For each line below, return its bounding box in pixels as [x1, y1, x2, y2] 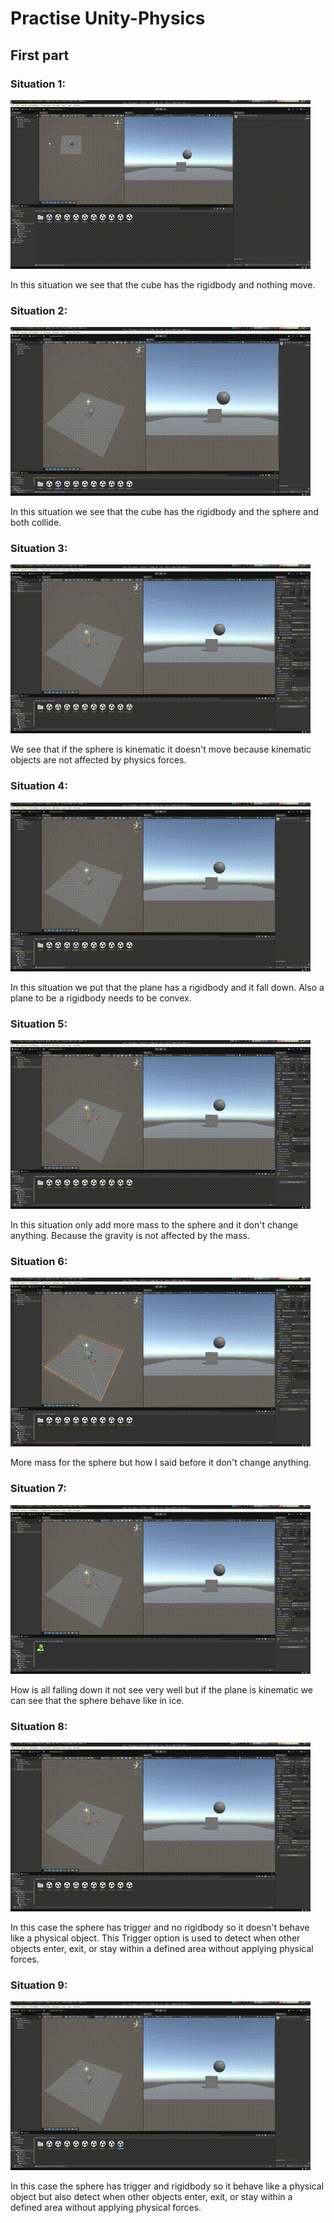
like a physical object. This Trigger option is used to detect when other [10, 1932, 301, 1944]
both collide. [10, 517, 62, 529]
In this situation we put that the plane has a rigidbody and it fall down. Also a [10, 981, 325, 993]
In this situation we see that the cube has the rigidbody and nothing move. [10, 278, 316, 291]
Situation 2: [10, 303, 68, 317]
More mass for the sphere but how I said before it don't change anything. [10, 1457, 312, 1469]
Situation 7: [10, 1482, 67, 1496]
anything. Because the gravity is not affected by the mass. [10, 1230, 250, 1242]
